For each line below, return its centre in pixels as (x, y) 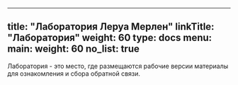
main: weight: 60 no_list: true (73, 49)
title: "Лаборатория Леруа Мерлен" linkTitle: (111, 27)
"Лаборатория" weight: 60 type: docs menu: (110, 38)
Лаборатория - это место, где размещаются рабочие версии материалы (118, 66)
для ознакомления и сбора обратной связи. (74, 73)
